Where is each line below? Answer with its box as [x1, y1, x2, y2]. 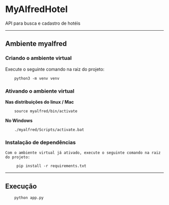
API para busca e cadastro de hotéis [5, 20, 80, 26]
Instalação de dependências [5, 139, 76, 146]
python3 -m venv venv [14, 76, 59, 81]
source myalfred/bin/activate [14, 108, 78, 114]
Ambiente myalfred [5, 39, 67, 48]
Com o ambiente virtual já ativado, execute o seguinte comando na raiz [5, 150, 161, 156]
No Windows [5, 117, 33, 123]
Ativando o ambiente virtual [5, 87, 74, 94]
